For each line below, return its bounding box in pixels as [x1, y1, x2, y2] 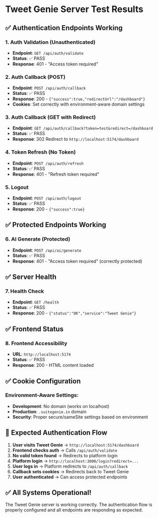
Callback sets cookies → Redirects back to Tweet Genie [12, 468, 129, 474]
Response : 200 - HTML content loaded [12, 362, 94, 368]
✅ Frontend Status [5, 325, 64, 333]
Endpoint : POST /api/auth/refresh [12, 160, 84, 166]
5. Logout [5, 183, 29, 190]
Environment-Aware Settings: [5, 392, 79, 399]
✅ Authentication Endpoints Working [5, 24, 123, 32]
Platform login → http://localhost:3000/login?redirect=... [12, 458, 139, 464]
